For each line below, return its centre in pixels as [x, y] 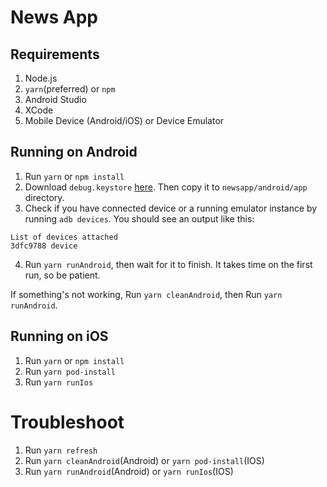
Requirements [55, 54]
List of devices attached [64, 237]
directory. [44, 197]
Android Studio [55, 99]
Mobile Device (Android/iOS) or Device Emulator [124, 120]
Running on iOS [59, 336]
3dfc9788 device [44, 246]
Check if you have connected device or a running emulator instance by [171, 208]
